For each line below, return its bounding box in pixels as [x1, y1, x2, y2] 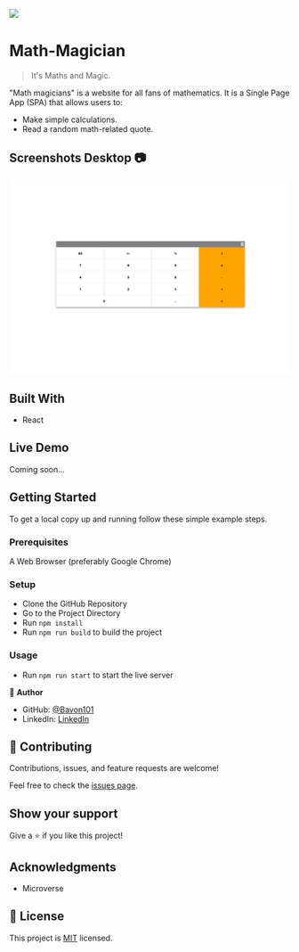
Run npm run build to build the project [21, 627, 163, 637]
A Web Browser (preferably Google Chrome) [9, 555, 172, 566]
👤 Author [9, 686, 44, 697]
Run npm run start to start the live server [21, 669, 174, 680]
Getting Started [9, 490, 97, 505]
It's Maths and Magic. [30, 70, 111, 80]
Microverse [21, 882, 64, 893]
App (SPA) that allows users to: [9, 96, 123, 107]
